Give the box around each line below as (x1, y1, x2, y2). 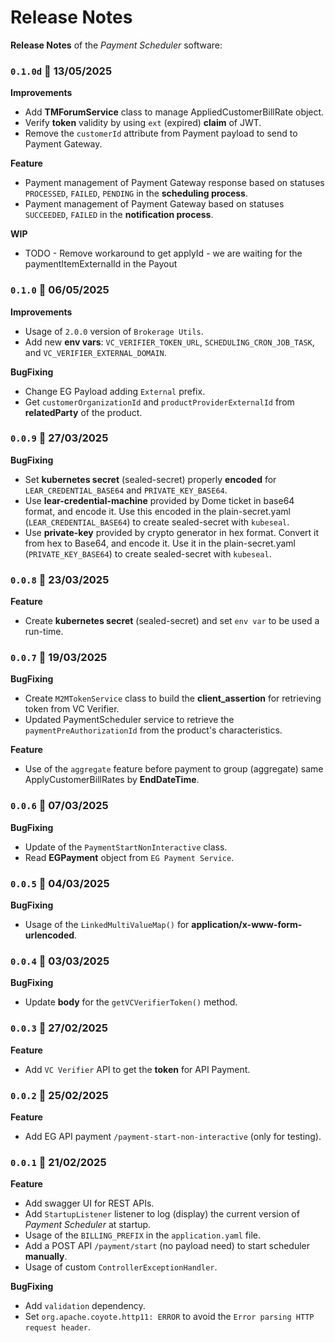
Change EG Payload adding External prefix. (24, 385, 206, 397)
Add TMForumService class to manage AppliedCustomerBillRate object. (24, 106, 325, 118)
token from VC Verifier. (24, 703, 120, 715)
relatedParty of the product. (24, 406, 143, 418)
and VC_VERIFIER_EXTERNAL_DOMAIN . (24, 346, 167, 358)
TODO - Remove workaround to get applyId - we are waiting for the (24, 247, 303, 260)
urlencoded (24, 929, 75, 941)
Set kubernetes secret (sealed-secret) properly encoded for (24, 473, 277, 485)
